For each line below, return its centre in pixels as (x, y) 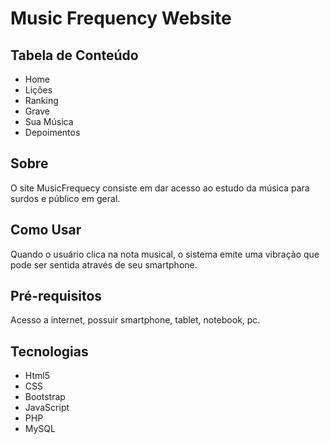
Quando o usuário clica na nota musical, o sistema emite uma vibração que (165, 254)
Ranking (41, 100)
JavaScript (47, 408)
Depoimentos (52, 132)
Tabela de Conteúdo (74, 55)
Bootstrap (45, 397)
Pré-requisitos (56, 296)
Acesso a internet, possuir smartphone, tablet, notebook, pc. (135, 320)
